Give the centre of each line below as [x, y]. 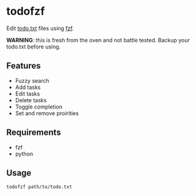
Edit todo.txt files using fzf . [40, 28]
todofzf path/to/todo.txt [39, 187]
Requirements [34, 133]
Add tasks [28, 87]
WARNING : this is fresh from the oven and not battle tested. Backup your [98, 40]
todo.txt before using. [34, 47]
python [24, 154]
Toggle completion [39, 107]
